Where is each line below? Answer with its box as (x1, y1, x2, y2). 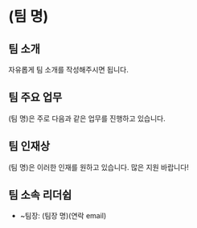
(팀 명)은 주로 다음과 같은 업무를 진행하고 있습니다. (8, 114, 166, 123)
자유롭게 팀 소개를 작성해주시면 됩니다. (8, 65, 129, 74)
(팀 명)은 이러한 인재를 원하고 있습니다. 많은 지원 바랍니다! (8, 162, 189, 172)
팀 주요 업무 (8, 90, 63, 105)
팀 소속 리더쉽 (8, 189, 72, 202)
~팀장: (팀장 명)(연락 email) (19, 211, 107, 221)
